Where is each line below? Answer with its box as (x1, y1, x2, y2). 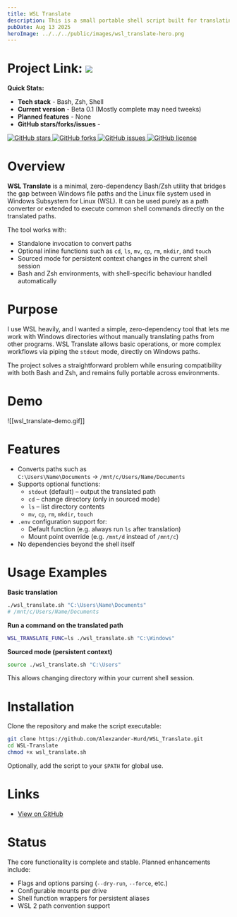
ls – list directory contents (28, 502, 105, 511)
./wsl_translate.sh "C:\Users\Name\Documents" (7, 601, 147, 608)
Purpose (7, 302, 59, 318)
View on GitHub (17, 810, 63, 818)
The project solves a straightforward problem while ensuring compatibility (7, 361, 222, 369)
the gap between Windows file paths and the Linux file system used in (7, 189, 212, 198)
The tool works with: (7, 225, 67, 234)
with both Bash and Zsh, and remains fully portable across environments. (7, 369, 220, 377)
